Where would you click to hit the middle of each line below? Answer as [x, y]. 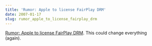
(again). [13, 38]
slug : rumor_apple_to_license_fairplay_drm [51, 19]
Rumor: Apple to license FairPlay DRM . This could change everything [76, 33]
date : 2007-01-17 [23, 14]
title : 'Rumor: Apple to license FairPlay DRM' [56, 10]
